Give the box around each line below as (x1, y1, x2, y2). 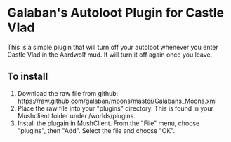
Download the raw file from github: (17, 89, 119, 97)
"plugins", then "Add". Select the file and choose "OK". (17, 126, 176, 134)
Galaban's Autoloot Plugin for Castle (7, 5, 225, 21)
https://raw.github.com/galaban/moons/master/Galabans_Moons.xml (17, 97, 217, 105)
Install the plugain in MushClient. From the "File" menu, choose (17, 119, 200, 127)
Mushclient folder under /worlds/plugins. (17, 111, 136, 120)
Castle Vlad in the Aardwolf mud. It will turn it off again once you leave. (7, 50, 213, 59)
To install (7, 71, 48, 83)
